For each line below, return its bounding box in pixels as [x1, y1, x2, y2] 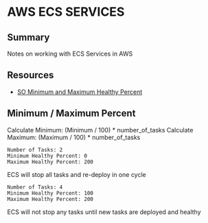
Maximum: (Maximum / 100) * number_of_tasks [7, 133, 141, 141]
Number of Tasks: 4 [7, 183, 63, 191]
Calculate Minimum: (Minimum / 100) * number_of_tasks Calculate [7, 126, 194, 134]
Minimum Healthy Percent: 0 [7, 152, 88, 159]
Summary [7, 32, 50, 43]
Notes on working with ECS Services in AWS [7, 49, 133, 58]
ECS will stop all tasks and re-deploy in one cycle [7, 170, 146, 178]
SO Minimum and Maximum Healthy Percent [16, 87, 143, 96]
